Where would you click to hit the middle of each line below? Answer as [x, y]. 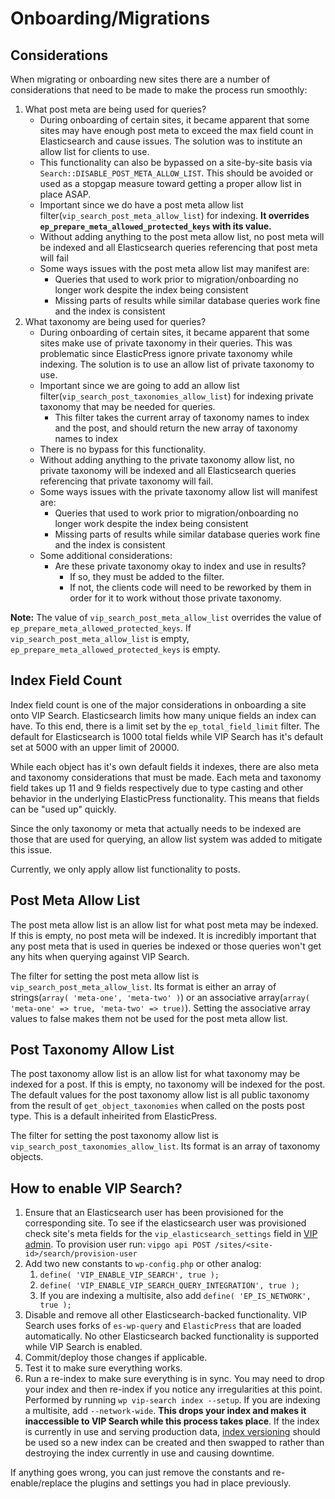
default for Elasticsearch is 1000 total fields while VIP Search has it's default [166, 736]
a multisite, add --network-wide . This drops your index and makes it [165, 1411]
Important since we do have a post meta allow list [141, 205]
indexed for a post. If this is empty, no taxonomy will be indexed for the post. [168, 1084]
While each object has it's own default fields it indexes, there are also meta [165, 766]
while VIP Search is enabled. [83, 1347]
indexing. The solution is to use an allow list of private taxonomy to [177, 364]
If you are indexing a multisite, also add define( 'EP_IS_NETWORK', [175, 1296]
